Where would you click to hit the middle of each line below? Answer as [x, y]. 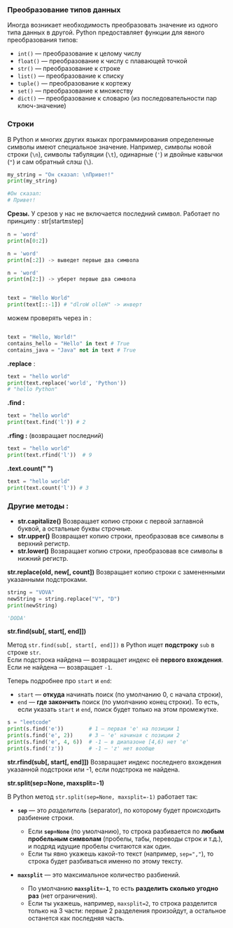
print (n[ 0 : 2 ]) [28, 241]
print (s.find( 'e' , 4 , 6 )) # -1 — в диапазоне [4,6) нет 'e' [98, 742]
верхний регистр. [44, 543]
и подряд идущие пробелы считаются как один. [100, 846]
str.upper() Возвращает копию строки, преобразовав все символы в [120, 536]
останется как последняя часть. [76, 918]
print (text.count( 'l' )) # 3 [48, 488]
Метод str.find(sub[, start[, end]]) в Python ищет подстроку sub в [111, 645]
